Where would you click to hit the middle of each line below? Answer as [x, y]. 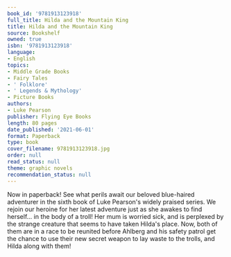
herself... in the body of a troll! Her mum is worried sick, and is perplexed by [115, 216]
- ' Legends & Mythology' [44, 91]
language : [22, 53]
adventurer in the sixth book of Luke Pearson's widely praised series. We [112, 202]
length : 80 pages [32, 123]
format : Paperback [34, 136]
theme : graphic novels [40, 168]
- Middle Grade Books [38, 71]
